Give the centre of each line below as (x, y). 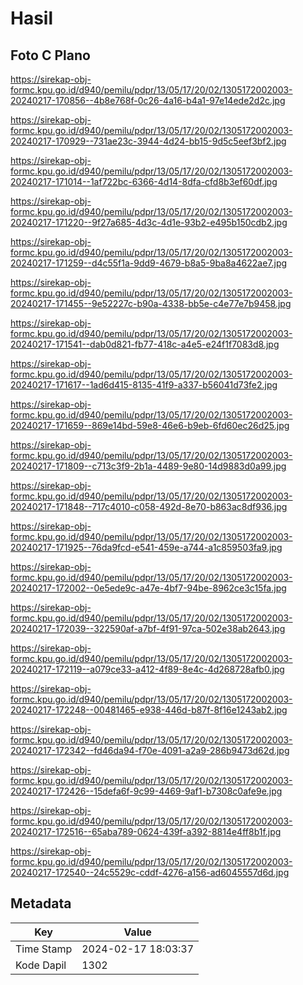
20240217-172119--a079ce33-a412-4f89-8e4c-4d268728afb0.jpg (147, 669)
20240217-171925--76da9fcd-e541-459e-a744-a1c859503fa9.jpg (146, 547)
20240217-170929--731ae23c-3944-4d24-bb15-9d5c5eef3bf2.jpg (148, 141)
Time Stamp (44, 949)
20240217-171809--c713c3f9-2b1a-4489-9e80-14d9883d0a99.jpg (148, 466)
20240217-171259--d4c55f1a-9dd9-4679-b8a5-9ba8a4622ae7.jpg (149, 263)
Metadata (41, 903)
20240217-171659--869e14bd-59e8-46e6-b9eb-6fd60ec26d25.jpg (150, 425)
